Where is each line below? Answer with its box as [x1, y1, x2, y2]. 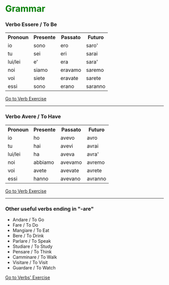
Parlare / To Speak [12, 238, 51, 244]
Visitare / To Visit [12, 259, 48, 265]
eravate [60, 75, 79, 82]
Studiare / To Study [12, 243, 53, 249]
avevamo [60, 159, 82, 166]
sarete [86, 75, 102, 82]
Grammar [5, 3, 46, 15]
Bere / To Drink [12, 233, 44, 239]
